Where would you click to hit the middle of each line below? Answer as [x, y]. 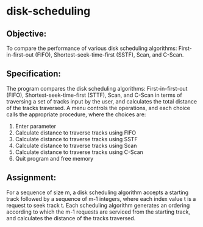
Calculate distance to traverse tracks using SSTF [77, 139]
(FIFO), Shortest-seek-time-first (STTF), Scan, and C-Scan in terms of [94, 95]
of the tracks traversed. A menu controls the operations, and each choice [98, 108]
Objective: [27, 34]
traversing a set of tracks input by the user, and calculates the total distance [101, 101]
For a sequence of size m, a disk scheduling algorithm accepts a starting [98, 192]
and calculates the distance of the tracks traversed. [71, 218]
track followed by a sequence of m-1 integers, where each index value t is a [101, 198]
